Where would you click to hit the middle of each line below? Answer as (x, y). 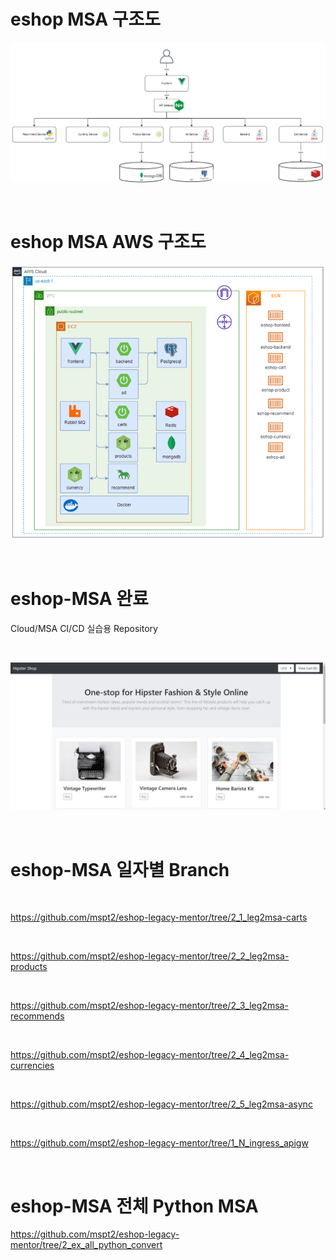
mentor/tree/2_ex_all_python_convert (86, 1245)
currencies (32, 1066)
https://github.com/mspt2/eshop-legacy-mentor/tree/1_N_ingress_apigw (159, 1143)
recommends (37, 1016)
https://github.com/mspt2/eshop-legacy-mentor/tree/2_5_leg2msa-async (161, 1104)
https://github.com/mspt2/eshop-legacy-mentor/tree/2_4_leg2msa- (150, 1055)
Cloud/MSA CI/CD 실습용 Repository (84, 629)
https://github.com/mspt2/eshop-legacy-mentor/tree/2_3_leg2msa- (149, 1006)
